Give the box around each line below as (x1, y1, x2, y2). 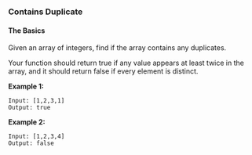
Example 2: (8, 117, 46, 127)
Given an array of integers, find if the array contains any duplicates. (8, 43, 227, 52)
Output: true (8, 104, 51, 112)
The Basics (8, 26, 46, 35)
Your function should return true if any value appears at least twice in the (8, 58, 245, 68)
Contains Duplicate (8, 6, 83, 17)
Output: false (8, 139, 55, 147)
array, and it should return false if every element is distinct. (8, 67, 199, 76)
